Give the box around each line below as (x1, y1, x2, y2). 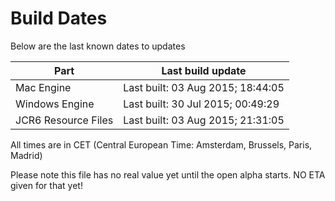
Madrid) (10, 149, 43, 161)
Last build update (161, 63, 247, 77)
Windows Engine (15, 97, 95, 111)
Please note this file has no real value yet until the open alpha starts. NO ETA (10, 168, 326, 181)
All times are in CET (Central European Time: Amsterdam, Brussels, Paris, (10, 138, 313, 151)
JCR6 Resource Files (15, 113, 114, 127)
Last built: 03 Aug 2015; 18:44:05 (123, 80, 285, 94)
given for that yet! (10, 179, 83, 191)
